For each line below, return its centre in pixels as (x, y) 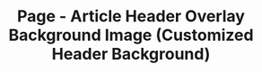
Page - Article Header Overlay (131, 16)
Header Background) (131, 54)
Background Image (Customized (131, 35)
